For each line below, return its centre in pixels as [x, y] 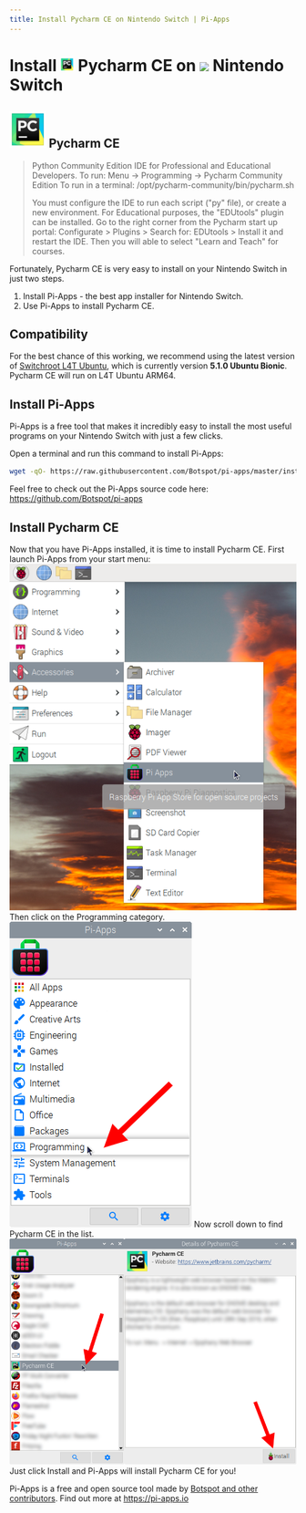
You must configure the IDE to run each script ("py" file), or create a [159, 202]
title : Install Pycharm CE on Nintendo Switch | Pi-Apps [120, 19]
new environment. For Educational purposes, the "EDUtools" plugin [158, 212]
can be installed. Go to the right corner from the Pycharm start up [154, 222]
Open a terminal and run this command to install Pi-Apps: [117, 454]
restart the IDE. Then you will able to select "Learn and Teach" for [155, 241]
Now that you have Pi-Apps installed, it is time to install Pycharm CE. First [147, 549]
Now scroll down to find [239, 1224]
